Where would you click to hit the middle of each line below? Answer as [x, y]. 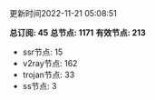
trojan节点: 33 [48, 75]
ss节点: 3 [39, 86]
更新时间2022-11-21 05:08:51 [63, 13]
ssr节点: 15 [43, 52]
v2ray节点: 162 [50, 63]
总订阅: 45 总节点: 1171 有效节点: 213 [78, 33]
